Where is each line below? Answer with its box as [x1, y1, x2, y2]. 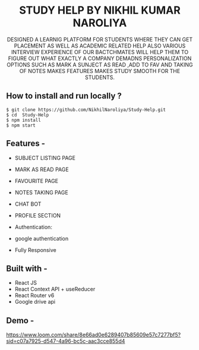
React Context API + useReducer [14, 286, 96, 293]
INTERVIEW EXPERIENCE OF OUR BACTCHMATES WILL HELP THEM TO [11, 48, 189, 55]
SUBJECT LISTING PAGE [14, 154, 76, 161]
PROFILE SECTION [14, 212, 61, 219]
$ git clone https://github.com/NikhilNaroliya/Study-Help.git [6, 106, 166, 113]
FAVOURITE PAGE [14, 177, 58, 184]
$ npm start [6, 122, 36, 128]
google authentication [14, 235, 69, 242]
